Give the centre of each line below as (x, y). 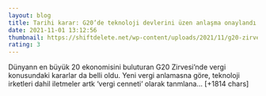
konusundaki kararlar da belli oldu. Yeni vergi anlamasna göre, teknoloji (124, 76)
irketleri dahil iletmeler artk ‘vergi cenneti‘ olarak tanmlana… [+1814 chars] (129, 84)
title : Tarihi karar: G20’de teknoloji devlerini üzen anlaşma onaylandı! (134, 23)
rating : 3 (25, 45)
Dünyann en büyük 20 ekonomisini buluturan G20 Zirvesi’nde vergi (117, 67)
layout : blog (30, 15)
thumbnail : (26, 37)
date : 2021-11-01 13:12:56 (53, 30)
